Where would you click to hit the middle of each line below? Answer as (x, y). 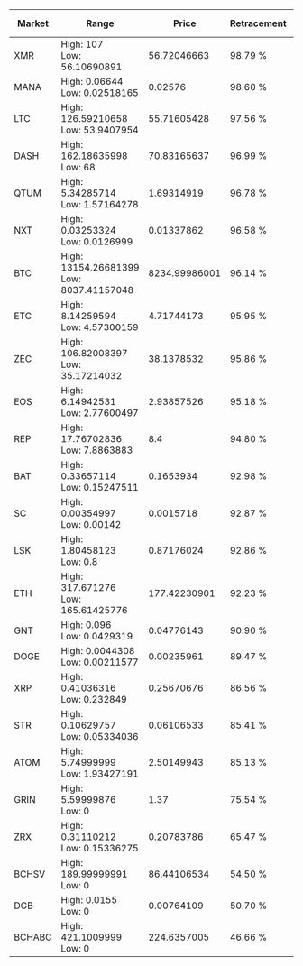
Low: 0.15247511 (100, 488)
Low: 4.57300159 (100, 327)
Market (33, 23)
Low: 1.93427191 (100, 773)
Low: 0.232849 (94, 699)
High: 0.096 (86, 625)
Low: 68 (78, 167)
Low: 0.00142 (91, 524)
